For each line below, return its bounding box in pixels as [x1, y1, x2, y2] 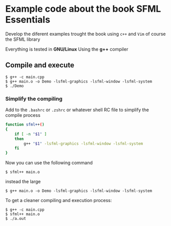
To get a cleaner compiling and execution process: [5, 197, 112, 204]
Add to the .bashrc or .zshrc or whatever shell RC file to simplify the [5, 107, 149, 113]
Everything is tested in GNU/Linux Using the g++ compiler [5, 46, 129, 52]
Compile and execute [5, 61, 74, 69]
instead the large [5, 179, 41, 185]
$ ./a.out [5, 216, 27, 221]
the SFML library [5, 36, 40, 42]
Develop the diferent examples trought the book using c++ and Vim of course [5, 31, 166, 37]
